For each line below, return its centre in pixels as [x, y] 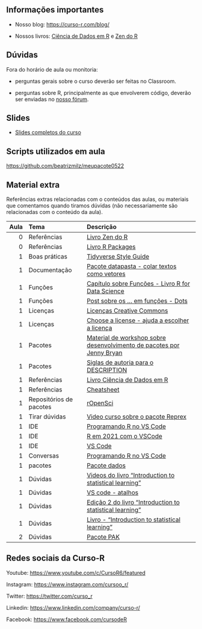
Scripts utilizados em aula [56, 151]
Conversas [44, 456]
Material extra [33, 185]
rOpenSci [100, 403]
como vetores [106, 274]
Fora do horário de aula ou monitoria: [52, 69]
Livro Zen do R [107, 237]
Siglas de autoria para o [120, 363]
